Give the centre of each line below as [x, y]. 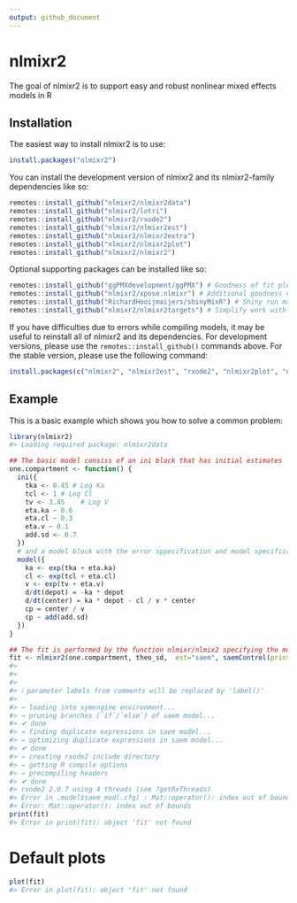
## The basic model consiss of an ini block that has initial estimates [146, 461]
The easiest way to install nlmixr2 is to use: [88, 144]
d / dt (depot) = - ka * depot [75, 593]
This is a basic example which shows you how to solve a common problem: [146, 421]
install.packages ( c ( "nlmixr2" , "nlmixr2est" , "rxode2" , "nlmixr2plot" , [144, 371]
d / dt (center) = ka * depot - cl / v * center [110, 601]
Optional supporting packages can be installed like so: [108, 269]
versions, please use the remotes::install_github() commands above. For [146, 345]
